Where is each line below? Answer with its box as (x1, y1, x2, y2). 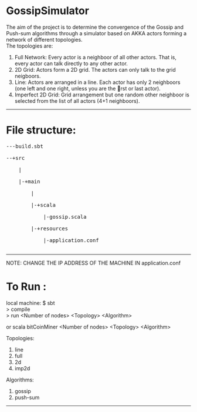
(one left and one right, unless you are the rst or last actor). (14, 85, 161, 92)
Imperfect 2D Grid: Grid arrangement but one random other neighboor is (14, 91, 189, 98)
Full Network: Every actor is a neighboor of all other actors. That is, (14, 53, 177, 61)
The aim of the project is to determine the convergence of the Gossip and (6, 24, 184, 31)
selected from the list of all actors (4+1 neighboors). (14, 97, 140, 104)
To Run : (6, 280, 47, 293)
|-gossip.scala (43, 213, 87, 220)
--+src (6, 155, 25, 161)
